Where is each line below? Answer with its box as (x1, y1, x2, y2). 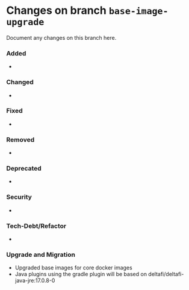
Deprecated (6, 164, 42, 172)
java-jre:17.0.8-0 (14, 277, 55, 284)
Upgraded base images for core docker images (14, 264, 132, 271)
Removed (6, 135, 35, 143)
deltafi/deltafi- (148, 271, 184, 278)
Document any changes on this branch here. (6, 34, 117, 41)
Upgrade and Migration (6, 250, 75, 259)
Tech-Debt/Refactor (6, 221, 67, 230)
